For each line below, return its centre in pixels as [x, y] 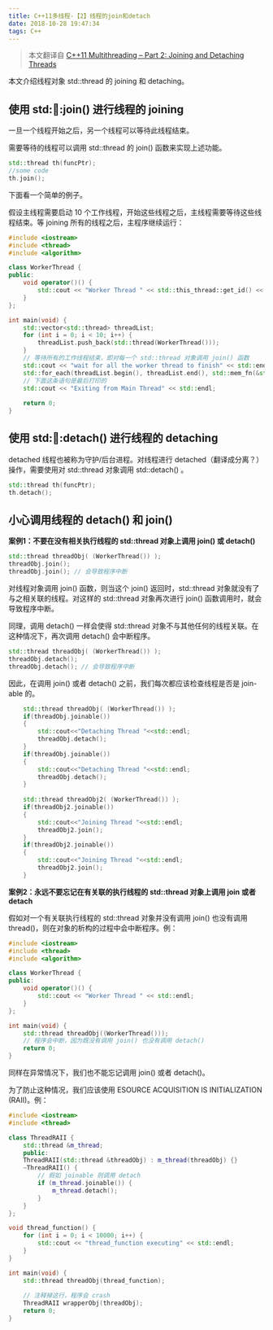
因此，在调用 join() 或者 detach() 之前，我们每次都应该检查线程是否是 [124, 683]
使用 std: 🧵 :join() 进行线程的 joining [96, 109]
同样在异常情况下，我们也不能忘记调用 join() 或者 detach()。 [109, 1073]
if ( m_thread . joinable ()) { [85, 1183]
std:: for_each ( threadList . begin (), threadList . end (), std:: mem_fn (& [141, 373]
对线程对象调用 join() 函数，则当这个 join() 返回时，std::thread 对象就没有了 [134, 588]
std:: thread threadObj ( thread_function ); [94, 1280]
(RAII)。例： [28, 1100]
